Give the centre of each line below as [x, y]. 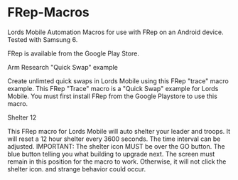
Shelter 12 [22, 117]
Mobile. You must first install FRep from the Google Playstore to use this [113, 96]
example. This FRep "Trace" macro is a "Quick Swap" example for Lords [113, 88]
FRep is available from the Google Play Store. [74, 53]
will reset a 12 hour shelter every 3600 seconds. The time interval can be [114, 139]
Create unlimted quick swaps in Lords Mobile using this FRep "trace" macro [118, 81]
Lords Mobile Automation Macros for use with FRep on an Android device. [115, 32]
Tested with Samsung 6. [43, 39]
